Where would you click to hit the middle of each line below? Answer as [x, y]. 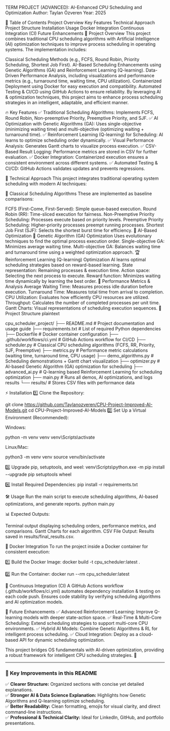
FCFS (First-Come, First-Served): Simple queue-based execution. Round [81, 209]
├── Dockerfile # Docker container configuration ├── [62, 334]
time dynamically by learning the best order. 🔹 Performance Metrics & [78, 281]
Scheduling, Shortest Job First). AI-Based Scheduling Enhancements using [83, 65]
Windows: [16, 427]
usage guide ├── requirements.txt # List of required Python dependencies [83, 329]
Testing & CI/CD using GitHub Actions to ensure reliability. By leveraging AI [83, 92]
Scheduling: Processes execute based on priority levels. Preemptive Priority [84, 220]
